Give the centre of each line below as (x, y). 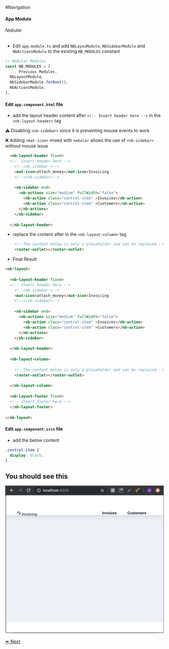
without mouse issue (27, 146)
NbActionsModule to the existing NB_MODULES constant (66, 51)
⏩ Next (13, 641)
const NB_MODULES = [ (28, 66)
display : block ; (27, 455)
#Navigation (18, 7)
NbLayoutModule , (27, 77)
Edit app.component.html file (34, 104)
